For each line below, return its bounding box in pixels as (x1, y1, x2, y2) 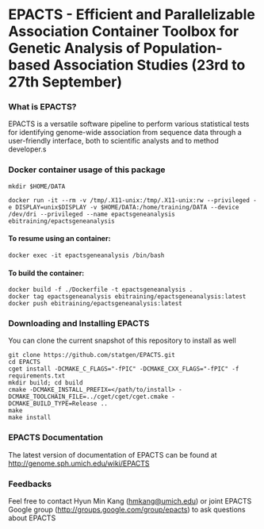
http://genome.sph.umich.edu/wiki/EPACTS (8, 458, 150, 468)
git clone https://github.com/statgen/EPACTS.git (8, 351, 176, 359)
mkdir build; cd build (8, 379, 83, 387)
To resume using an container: (8, 234, 111, 243)
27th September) (8, 73, 123, 91)
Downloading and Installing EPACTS (8, 318, 150, 329)
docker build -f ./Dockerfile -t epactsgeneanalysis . (8, 286, 193, 294)
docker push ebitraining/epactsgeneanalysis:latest (8, 300, 182, 308)
